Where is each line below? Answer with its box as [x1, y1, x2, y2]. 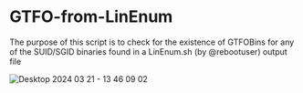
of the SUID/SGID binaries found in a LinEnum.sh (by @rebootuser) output [9, 46, 287, 57]
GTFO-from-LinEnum [9, 6, 173, 27]
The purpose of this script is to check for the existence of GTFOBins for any [9, 36, 295, 47]
